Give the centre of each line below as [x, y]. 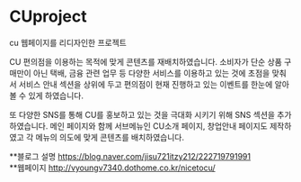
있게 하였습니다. [56, 96]
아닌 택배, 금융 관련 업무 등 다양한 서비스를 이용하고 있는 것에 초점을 [151, 73]
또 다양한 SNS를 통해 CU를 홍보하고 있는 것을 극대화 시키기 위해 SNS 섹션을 [142, 114]
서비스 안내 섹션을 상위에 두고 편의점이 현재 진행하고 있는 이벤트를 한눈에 [146, 84]
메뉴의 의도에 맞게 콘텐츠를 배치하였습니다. [110, 137]
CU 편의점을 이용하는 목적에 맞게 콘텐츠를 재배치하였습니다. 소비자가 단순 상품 [146, 61]
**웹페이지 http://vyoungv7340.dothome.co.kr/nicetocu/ [112, 168]
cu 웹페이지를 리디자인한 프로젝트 [68, 42]
